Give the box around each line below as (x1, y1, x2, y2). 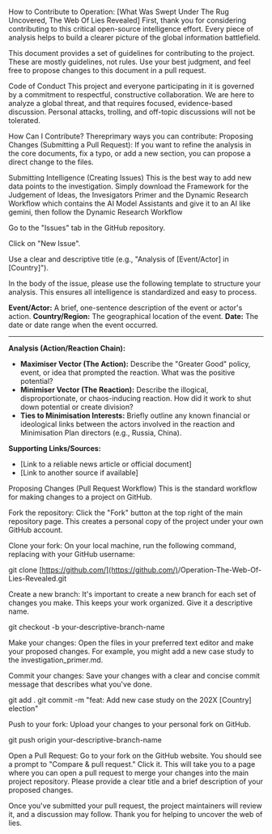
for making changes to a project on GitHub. (8, 492, 152, 501)
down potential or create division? (19, 402, 134, 411)
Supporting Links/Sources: (8, 444, 101, 453)
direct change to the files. (8, 157, 95, 167)
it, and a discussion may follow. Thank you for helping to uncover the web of (8, 810, 263, 819)
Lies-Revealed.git (8, 574, 67, 583)
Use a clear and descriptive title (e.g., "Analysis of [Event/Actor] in (8, 254, 229, 264)
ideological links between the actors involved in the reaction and (19, 419, 236, 428)
